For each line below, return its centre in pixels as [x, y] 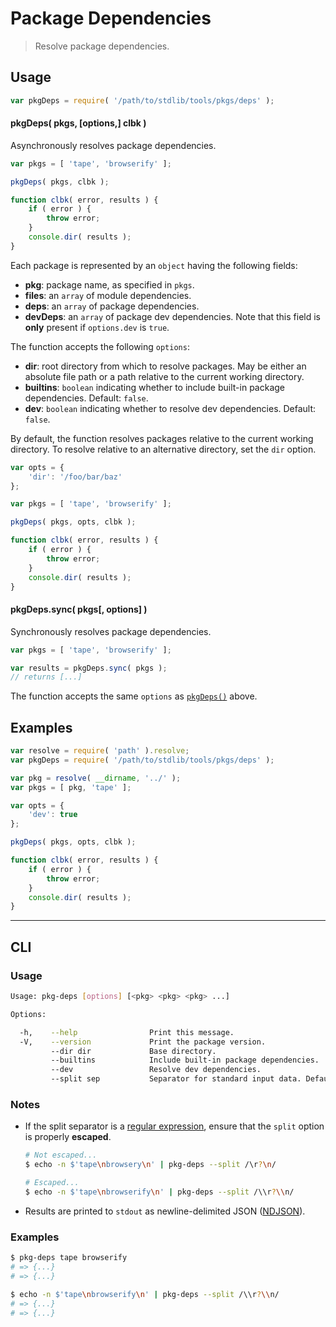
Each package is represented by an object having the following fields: [154, 265]
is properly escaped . [68, 1137]
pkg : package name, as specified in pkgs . [109, 284]
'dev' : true [53, 815]
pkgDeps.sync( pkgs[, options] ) [79, 609]
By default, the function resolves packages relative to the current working [162, 438]
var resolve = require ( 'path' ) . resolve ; [100, 751]
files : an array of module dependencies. [108, 295]
